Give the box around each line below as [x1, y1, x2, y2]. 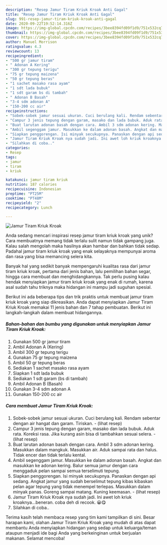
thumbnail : [5, 30, 28, 35]
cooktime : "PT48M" [5, 196, 44, 201]
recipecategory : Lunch [5, 205, 53, 210]
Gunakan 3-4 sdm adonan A [12, 386, 71, 392]
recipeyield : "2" [5, 200, 42, 206]
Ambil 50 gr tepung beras [12, 360, 65, 366]
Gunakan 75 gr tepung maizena [12, 355, 77, 361]
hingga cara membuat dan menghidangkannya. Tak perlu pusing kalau [5, 273, 150, 280]
